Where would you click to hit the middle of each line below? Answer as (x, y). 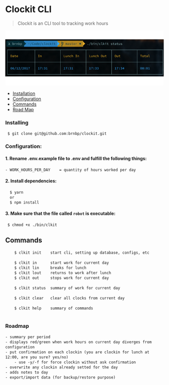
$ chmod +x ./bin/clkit (32, 225)
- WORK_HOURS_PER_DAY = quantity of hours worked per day (71, 170)
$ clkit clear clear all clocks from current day (69, 298)
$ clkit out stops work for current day (62, 278)
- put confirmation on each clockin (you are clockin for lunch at (77, 352)
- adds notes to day (27, 372)
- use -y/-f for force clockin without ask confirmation (75, 362)
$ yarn (17, 192)
